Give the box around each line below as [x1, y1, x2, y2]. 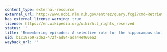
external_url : [5, 12, 35, 17]
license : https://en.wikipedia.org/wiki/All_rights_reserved [5, 21, 135, 26]
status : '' [5, 26, 28, 31]
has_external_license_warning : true [5, 16, 81, 21]
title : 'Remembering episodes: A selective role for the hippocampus [5, 30, 153, 35]
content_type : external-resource [5, 7, 75, 12]
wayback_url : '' [5, 40, 39, 45]
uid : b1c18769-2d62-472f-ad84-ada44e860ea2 [5, 35, 97, 40]
